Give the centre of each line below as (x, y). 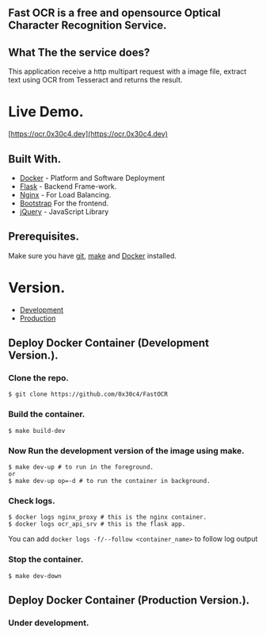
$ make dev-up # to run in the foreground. (81, 467)
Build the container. (47, 414)
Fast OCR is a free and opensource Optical (115, 13)
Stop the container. (46, 560)
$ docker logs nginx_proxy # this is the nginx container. (108, 517)
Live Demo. (46, 112)
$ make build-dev (37, 431)
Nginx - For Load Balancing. (65, 194)
